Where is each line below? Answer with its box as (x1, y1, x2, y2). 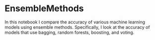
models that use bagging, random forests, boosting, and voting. (4, 29, 135, 35)
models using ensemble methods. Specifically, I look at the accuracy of (4, 24, 150, 30)
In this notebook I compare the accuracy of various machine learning (4, 19, 146, 25)
